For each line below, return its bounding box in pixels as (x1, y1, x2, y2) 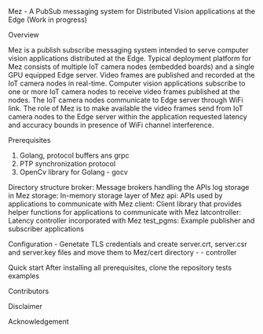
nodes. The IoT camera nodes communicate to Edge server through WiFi (8, 96, 243, 104)
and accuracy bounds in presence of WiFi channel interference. (8, 121, 214, 129)
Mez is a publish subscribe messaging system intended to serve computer (8, 45, 249, 54)
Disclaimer (8, 302, 43, 310)
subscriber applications (8, 224, 85, 234)
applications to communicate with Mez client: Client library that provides (8, 199, 242, 209)
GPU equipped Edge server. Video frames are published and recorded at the (8, 71, 255, 79)
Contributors (8, 286, 49, 296)
